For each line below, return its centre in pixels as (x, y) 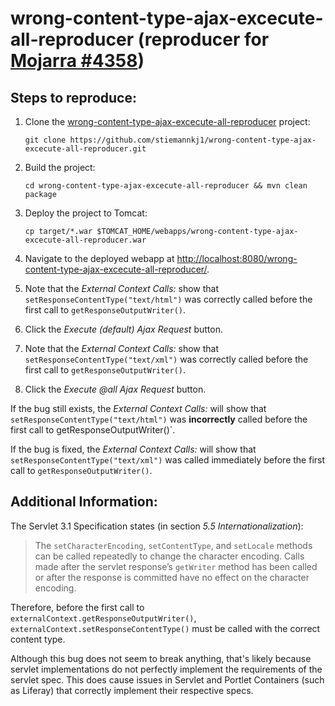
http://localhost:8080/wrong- (237, 258)
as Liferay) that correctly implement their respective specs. (132, 690)
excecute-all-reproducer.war (85, 240)
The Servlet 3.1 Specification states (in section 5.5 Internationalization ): (157, 526)
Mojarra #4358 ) (77, 61)
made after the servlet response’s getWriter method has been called (176, 566)
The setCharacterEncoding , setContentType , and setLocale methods (173, 545)
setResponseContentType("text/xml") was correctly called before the (166, 359)
